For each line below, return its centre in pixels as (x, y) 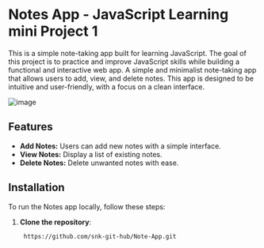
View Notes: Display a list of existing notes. (91, 154)
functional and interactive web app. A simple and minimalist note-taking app (132, 70)
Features (31, 127)
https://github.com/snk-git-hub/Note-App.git (100, 236)
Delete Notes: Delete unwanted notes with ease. (99, 163)
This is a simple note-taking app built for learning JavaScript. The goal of (128, 53)
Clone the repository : (55, 222)
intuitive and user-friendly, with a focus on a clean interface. (107, 86)
